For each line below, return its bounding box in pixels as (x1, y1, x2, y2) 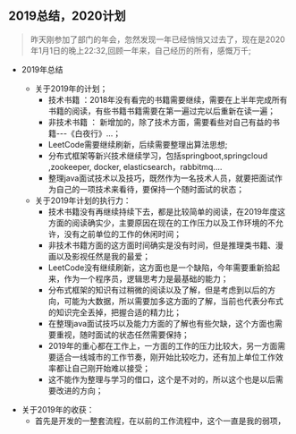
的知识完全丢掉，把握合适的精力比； (47, 307, 182, 318)
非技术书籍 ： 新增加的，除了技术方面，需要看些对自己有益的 (47, 116, 273, 127)
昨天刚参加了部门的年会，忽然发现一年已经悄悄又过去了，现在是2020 (30, 34, 285, 45)
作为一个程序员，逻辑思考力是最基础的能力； (63, 273, 229, 284)
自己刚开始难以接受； (72, 362, 151, 373)
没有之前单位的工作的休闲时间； (63, 228, 182, 239)
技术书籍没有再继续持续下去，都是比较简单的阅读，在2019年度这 (47, 206, 286, 217)
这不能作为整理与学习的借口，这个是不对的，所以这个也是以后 (47, 374, 276, 385)
